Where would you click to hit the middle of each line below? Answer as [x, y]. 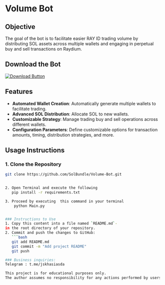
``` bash [19, 237]
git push [20, 251]
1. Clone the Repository [33, 164]
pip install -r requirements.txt [46, 192]
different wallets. [29, 124]
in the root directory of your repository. [50, 228]
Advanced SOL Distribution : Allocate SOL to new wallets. [70, 114]
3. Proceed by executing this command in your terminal [65, 201]
